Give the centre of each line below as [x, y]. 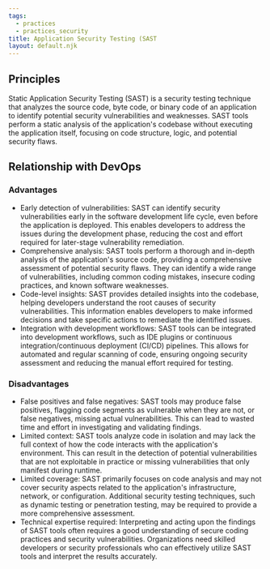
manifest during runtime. [61, 470]
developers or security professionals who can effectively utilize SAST [136, 547]
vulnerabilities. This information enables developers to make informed [136, 311]
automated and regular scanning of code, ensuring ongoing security [134, 354]
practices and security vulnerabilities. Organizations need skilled [128, 539]
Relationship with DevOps [75, 167]
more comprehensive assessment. [78, 513]
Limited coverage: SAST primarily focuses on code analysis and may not [141, 478]
